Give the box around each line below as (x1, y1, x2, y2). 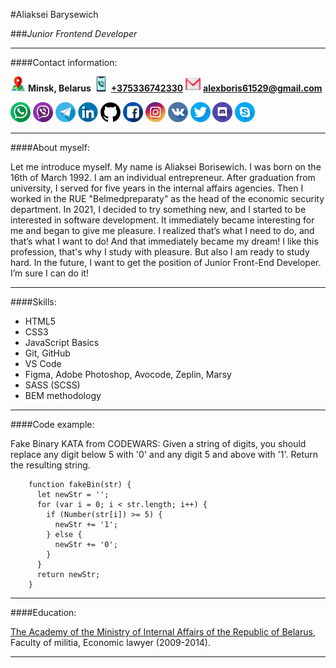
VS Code (24, 358, 62, 369)
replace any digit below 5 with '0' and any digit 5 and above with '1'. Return (10, 449, 319, 460)
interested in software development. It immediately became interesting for (10, 214, 315, 226)
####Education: (10, 607, 77, 618)
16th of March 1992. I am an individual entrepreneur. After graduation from (10, 172, 316, 183)
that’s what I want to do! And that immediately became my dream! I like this (10, 235, 319, 247)
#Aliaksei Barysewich (10, 9, 99, 20)
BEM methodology (24, 390, 102, 401)
